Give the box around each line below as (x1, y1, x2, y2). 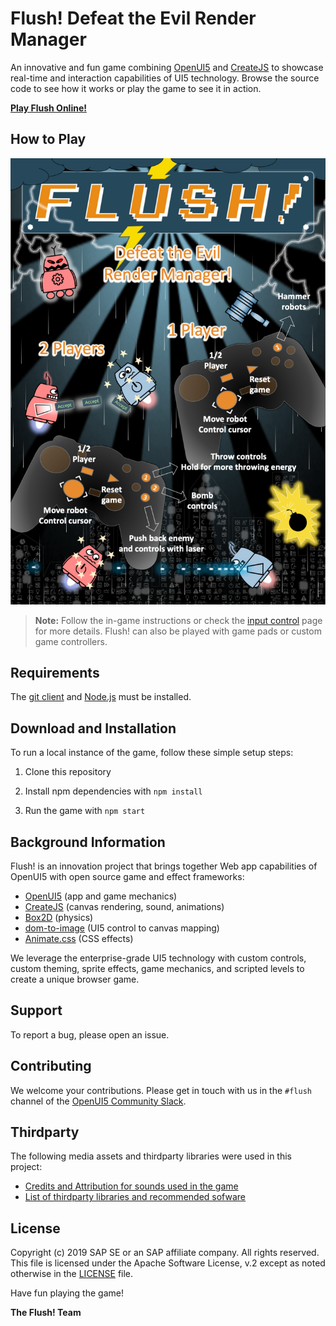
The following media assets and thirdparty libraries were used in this (10, 1150, 292, 1162)
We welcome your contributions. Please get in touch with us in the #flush (10, 1084, 312, 1096)
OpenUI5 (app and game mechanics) (24, 890, 178, 902)
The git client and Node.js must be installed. (10, 691, 192, 703)
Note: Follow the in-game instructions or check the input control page (34, 614, 323, 626)
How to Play (10, 131, 87, 148)
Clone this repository (24, 766, 112, 778)
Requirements (10, 664, 100, 681)
